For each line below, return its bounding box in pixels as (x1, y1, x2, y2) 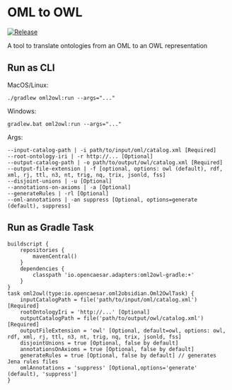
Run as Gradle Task (7, 222, 94, 234)
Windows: (7, 107, 37, 115)
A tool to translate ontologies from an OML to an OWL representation (7, 41, 208, 50)
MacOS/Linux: (7, 81, 49, 89)
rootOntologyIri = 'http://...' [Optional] (20, 309, 151, 316)
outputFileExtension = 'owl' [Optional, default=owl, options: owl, (20, 327, 226, 334)
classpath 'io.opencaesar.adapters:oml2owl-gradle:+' (33, 271, 195, 278)
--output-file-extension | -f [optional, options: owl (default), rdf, (7, 165, 223, 172)
